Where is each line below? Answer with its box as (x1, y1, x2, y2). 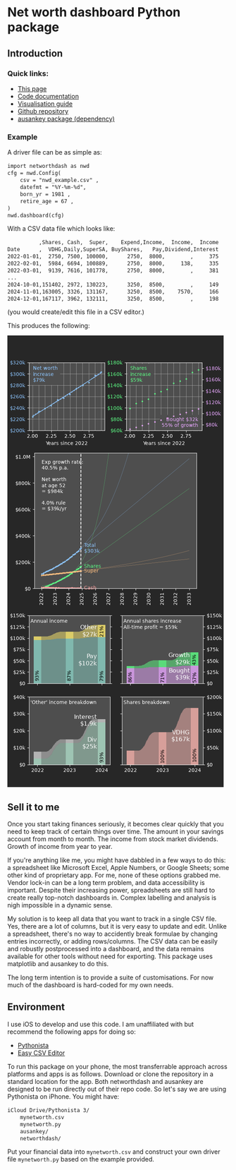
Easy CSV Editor (17, 1049, 66, 1057)
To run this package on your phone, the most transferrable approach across (7, 1062, 228, 1071)
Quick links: (7, 68, 49, 78)
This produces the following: (7, 322, 90, 330)
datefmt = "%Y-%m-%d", (20, 184, 87, 191)
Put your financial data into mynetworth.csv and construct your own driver (7, 1147, 221, 1156)
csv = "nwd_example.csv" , (20, 177, 99, 184)
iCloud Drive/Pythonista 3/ (7, 1106, 90, 1114)
